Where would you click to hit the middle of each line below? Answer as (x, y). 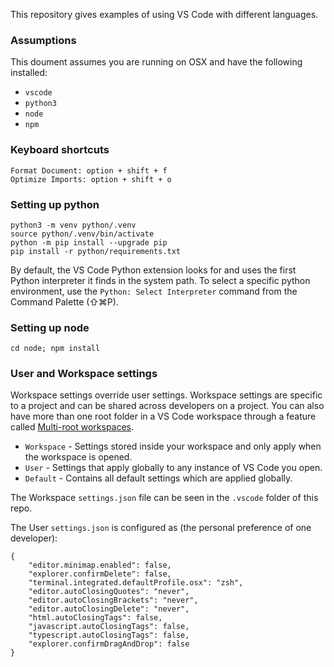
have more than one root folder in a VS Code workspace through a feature (163, 416)
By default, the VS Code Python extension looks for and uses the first (153, 270)
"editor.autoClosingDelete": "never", (109, 609)
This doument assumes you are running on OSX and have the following (156, 62)
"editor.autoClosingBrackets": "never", (113, 600)
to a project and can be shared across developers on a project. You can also (167, 406)
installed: (29, 73)
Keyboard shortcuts (60, 150)
